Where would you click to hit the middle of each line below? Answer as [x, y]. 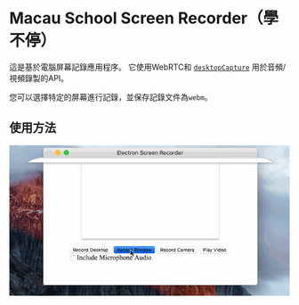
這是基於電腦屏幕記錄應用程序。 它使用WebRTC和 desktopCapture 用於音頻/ [148, 67]
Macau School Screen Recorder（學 [144, 18]
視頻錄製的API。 [39, 78]
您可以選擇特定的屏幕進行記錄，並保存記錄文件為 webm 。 [111, 97]
